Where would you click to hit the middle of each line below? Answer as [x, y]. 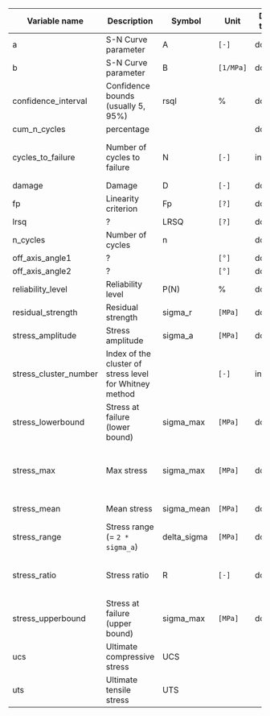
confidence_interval [50, 101]
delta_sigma [185, 537]
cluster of [124, 364]
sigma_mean [186, 509]
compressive [130, 657]
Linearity [122, 199]
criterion [122, 209]
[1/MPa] [233, 68]
